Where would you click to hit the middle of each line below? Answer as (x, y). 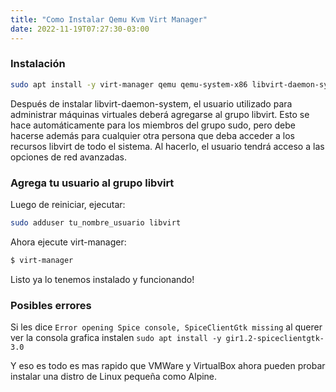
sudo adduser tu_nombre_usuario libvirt (96, 222)
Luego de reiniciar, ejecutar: (68, 204)
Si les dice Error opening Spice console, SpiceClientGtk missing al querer (166, 327)
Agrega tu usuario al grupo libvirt (92, 183)
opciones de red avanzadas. (68, 157)
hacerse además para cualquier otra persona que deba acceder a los (152, 135)
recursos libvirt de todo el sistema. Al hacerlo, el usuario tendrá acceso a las (167, 146)
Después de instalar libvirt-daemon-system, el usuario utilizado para (151, 103)
